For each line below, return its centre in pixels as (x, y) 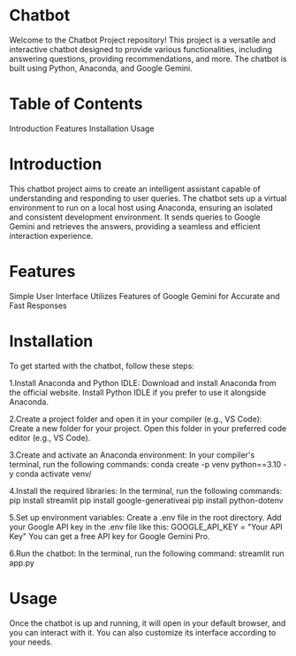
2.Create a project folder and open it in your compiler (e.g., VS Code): (136, 419)
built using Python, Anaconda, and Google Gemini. (101, 68)
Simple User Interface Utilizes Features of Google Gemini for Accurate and (144, 296)
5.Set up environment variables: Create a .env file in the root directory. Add (145, 517)
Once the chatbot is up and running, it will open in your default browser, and (148, 623)
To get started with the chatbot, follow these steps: (102, 366)
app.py (22, 562)
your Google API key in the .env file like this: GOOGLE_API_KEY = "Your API (146, 527)
